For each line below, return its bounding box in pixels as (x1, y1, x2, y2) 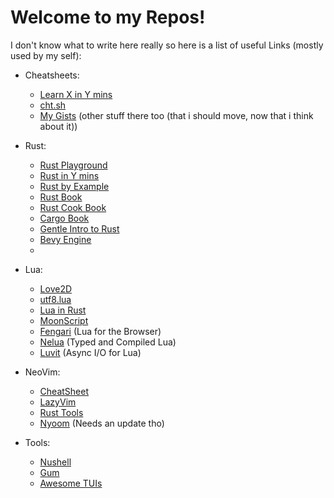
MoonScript (39, 314, 89, 326)
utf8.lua (39, 293, 72, 305)
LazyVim (39, 396, 77, 408)
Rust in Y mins (39, 169, 100, 181)
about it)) (39, 120, 78, 132)
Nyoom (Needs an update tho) (39, 417, 165, 429)
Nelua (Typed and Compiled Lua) (39, 336, 177, 348)
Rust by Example (39, 180, 110, 192)
